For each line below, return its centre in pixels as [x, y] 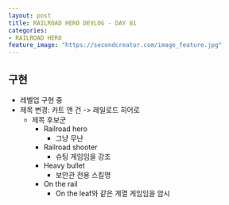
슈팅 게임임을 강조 [83, 157]
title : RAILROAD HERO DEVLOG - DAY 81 [72, 23]
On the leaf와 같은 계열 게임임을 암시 [113, 193]
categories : [28, 30]
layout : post [30, 15]
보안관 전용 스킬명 [83, 175]
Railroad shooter [70, 147]
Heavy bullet [64, 165]
